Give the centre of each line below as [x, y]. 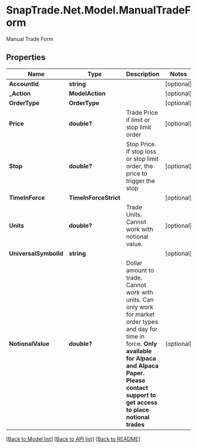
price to [137, 173]
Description [142, 74]
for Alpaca [141, 358]
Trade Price [142, 112]
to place [137, 410]
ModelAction [87, 93]
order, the [140, 166]
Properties [26, 57]
